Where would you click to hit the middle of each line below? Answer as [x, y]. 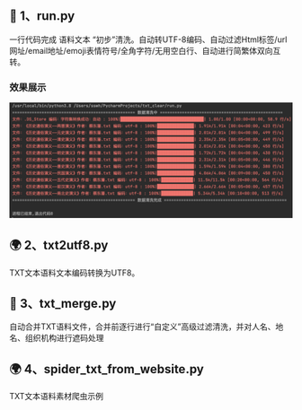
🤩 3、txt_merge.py [63, 304]
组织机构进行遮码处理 [64, 338]
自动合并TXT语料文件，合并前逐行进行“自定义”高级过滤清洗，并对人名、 [142, 327]
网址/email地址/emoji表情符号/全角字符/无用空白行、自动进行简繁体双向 [141, 50]
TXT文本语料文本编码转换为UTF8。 [75, 273]
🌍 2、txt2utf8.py [59, 245]
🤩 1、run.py [42, 16]
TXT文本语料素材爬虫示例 [57, 397]
